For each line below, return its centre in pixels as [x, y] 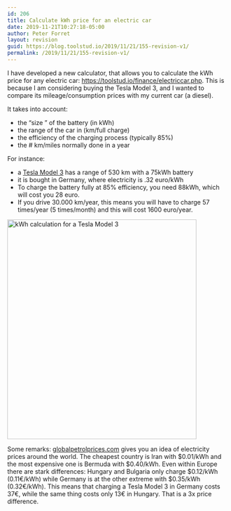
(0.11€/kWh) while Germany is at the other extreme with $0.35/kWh [104, 479]
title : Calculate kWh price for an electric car [79, 20]
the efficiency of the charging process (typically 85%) [95, 137]
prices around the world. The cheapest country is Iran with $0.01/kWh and [114, 456]
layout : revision [33, 40]
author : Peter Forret [39, 33]
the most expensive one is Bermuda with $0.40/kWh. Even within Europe [113, 464]
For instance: [26, 158]
